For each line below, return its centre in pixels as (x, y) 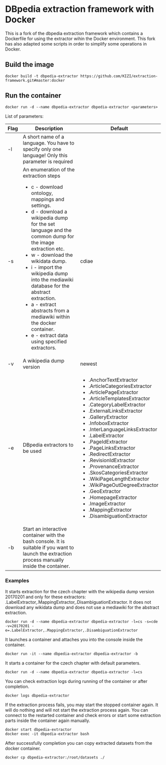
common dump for (53, 236)
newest (89, 364)
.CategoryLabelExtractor (117, 404)
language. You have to (49, 143)
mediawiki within (51, 317)
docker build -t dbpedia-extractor (42, 76)
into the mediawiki (52, 280)
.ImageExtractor (107, 503)
